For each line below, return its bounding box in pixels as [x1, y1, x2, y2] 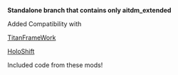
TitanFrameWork [7, 33, 56, 42]
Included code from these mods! [7, 61, 103, 69]
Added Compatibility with [7, 20, 82, 28]
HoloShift [7, 47, 35, 55]
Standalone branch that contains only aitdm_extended [7, 6, 172, 14]
